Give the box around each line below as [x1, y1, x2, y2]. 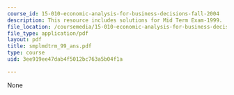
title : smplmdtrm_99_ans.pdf [7, 43, 92, 50]
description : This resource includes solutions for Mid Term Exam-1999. [7, 17, 223, 24]
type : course [7, 50, 45, 57]
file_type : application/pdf [7, 29, 89, 37]
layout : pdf [7, 36, 42, 43]
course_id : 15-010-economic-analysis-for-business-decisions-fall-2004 [7, 10, 219, 17]
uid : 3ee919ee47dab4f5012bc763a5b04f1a [7, 56, 123, 63]
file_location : [7, 23, 52, 30]
